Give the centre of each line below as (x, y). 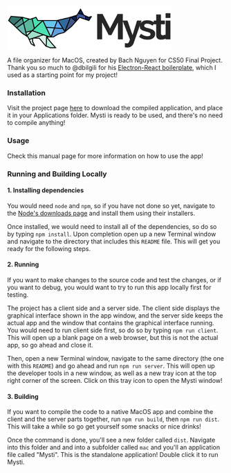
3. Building (23, 396)
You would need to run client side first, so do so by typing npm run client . (113, 330)
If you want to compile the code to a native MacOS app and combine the (110, 412)
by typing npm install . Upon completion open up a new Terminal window (112, 234)
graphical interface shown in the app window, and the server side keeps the (115, 315)
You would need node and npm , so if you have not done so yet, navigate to (111, 205)
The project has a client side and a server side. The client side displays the (113, 308)
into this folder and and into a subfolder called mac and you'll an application (113, 447)
